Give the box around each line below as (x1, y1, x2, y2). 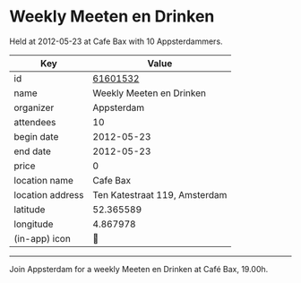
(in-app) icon (13, 232, 72, 244)
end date (13, 145, 52, 158)
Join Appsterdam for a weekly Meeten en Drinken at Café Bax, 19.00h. (9, 263, 269, 274)
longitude (13, 218, 54, 230)
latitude (13, 203, 46, 216)
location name (13, 174, 73, 186)
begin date (13, 130, 59, 142)
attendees (13, 116, 56, 128)
